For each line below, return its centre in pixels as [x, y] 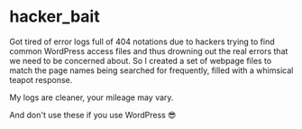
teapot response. [41, 79]
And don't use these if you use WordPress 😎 [93, 115]
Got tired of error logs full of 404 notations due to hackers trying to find [142, 41]
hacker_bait [55, 17]
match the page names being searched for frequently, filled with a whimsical [151, 70]
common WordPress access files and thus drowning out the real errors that [149, 51]
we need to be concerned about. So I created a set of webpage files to [141, 60]
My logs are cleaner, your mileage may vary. [92, 97]
